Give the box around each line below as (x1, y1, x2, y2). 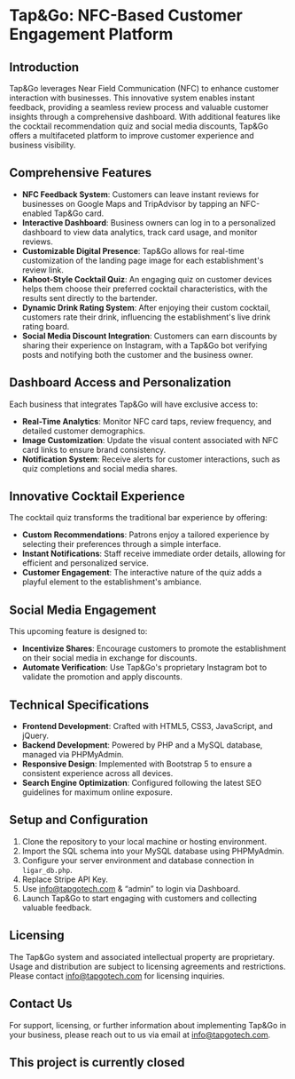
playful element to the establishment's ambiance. (21, 576, 202, 587)
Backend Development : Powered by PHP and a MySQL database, (21, 740, 263, 750)
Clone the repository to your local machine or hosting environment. (21, 836, 268, 846)
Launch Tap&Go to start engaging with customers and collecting (21, 893, 257, 903)
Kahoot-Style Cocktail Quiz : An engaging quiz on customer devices (21, 274, 273, 284)
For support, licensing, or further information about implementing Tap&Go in (9, 1019, 286, 1030)
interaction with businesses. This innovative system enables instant (9, 92, 255, 103)
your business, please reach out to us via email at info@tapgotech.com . (9, 1029, 271, 1040)
